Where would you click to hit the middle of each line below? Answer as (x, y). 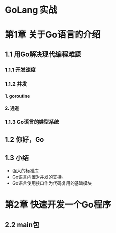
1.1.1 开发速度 (20, 70)
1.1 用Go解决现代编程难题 (43, 54)
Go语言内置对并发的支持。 (39, 177)
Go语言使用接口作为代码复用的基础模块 (52, 183)
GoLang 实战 (31, 10)
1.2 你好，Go (25, 139)
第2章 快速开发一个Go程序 (58, 205)
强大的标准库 (25, 170)
